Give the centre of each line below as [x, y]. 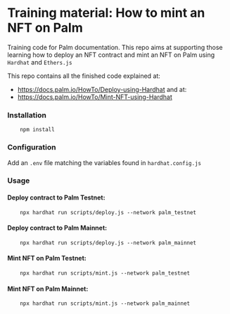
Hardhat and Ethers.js [40, 62]
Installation [27, 115]
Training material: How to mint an [106, 13]
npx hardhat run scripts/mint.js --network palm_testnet [105, 273]
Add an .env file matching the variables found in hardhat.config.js [104, 162]
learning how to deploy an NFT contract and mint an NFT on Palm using [111, 55]
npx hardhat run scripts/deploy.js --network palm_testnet [108, 212]
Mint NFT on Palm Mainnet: [48, 289]
